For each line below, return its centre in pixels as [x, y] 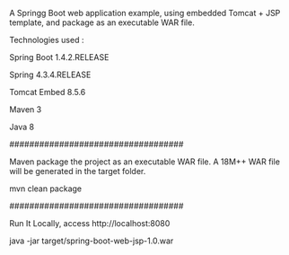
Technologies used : [47, 40]
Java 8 [22, 127]
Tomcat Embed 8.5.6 [48, 92]
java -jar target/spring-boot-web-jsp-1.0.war [92, 241]
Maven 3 [26, 110]
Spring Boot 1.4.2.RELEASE [59, 57]
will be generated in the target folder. [78, 171]
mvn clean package [46, 189]
